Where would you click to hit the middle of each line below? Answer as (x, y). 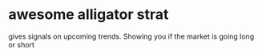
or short (21, 44)
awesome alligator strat (89, 15)
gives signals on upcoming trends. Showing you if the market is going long (131, 36)
